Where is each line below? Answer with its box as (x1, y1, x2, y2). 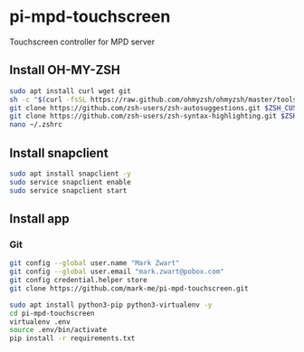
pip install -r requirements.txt (9, 334, 136, 343)
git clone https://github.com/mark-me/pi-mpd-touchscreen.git (9, 283, 249, 293)
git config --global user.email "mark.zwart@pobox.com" (9, 267, 224, 277)
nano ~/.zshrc (9, 120, 63, 129)
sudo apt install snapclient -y (9, 169, 131, 178)
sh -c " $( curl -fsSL (9, 95, 88, 104)
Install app (9, 211, 70, 226)
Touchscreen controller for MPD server (9, 36, 156, 47)
